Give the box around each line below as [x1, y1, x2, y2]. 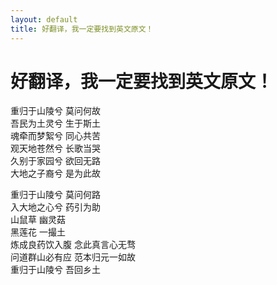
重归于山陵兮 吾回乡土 [10, 264, 101, 276]
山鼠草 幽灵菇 [10, 214, 66, 226]
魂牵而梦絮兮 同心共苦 [10, 130, 101, 142]
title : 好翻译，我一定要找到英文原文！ [10, 24, 154, 34]
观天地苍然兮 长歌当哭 [10, 142, 101, 155]
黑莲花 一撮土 [10, 226, 66, 238]
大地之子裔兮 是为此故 [10, 167, 101, 180]
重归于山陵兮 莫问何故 [10, 105, 101, 117]
